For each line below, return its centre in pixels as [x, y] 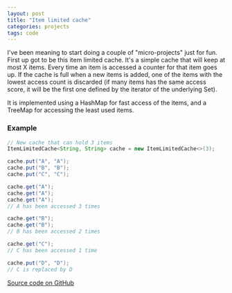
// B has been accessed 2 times [54, 232]
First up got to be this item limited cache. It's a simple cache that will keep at [116, 60]
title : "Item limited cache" [49, 20]
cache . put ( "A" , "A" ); [38, 161]
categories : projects [38, 26]
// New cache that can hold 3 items [60, 143]
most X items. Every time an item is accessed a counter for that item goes [112, 67]
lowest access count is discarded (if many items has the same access [107, 82]
